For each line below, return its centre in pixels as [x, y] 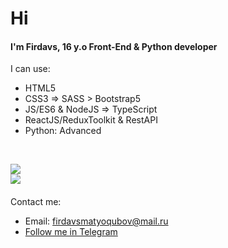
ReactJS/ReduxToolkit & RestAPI [91, 120]
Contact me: [36, 201]
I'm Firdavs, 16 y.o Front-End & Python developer [114, 46]
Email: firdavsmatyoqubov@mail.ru [96, 221]
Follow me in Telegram [71, 231]
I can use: [30, 69]
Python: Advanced [63, 131]
